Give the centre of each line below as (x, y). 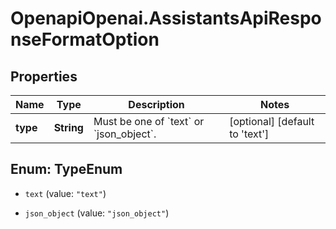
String (68, 127)
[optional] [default (272, 121)
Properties (44, 76)
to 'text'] (249, 134)
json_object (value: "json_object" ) (97, 213)
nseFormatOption (85, 39)
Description (156, 104)
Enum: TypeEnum (66, 169)
